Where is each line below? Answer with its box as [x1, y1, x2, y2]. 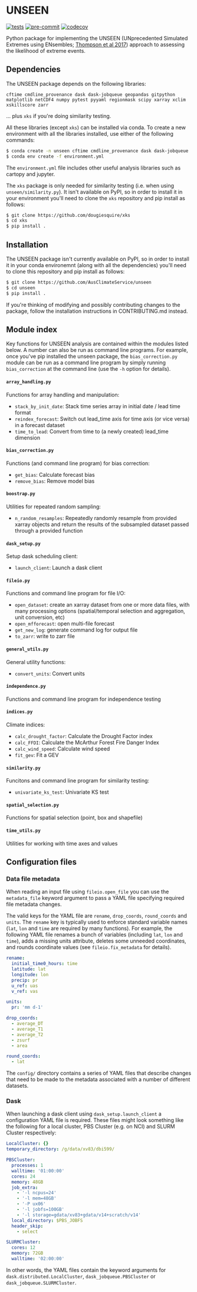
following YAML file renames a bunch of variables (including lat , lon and [6, 931, 183, 938]
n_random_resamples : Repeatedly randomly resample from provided [14, 514, 177, 521]
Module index [6, 324, 58, 335]
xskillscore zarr [6, 102, 49, 108]
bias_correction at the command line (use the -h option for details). [6, 366, 171, 373]
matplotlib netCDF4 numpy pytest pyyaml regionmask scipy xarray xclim [6, 97, 186, 102]
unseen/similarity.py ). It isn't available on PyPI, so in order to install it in [6, 188, 183, 195]
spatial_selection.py [6, 802, 60, 808]
